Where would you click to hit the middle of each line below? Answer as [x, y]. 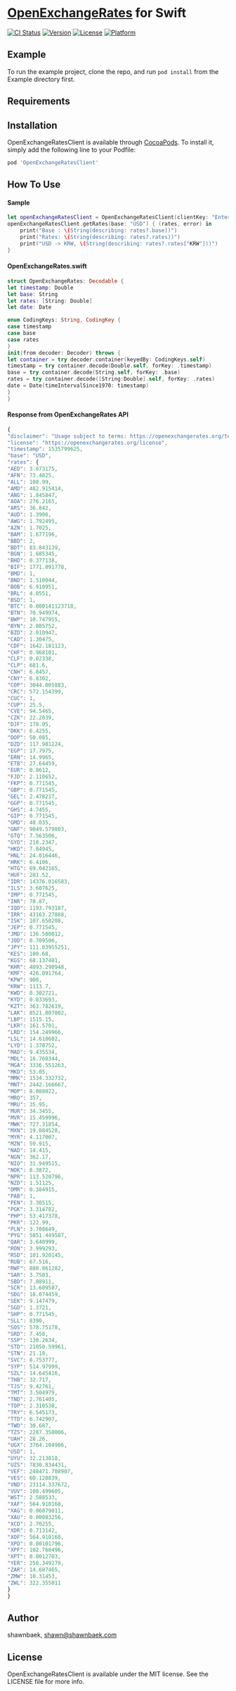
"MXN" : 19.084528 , [34, 1131]
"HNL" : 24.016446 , [34, 855]
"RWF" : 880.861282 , [36, 1268]
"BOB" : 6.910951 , [33, 586]
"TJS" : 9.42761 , [31, 1386]
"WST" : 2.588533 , [33, 1498]
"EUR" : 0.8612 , [29, 770]
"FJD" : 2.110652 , [33, 777]
